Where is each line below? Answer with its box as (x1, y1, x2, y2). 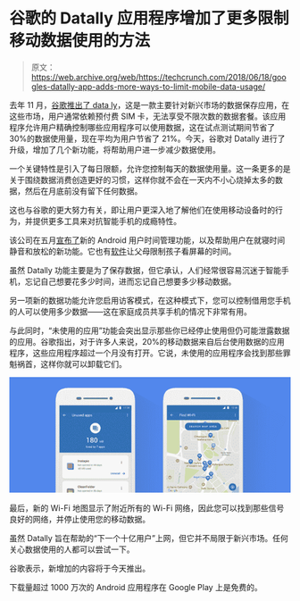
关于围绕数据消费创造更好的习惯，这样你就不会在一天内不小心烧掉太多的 (9, 174, 275, 185)
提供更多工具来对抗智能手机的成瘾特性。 (32, 215, 181, 226)
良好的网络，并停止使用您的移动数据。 (9, 513, 150, 524)
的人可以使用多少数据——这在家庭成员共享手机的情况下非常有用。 (9, 305, 252, 317)
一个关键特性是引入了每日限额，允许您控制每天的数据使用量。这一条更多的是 (9, 163, 291, 174)
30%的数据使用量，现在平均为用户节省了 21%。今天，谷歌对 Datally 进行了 (9, 133, 286, 144)
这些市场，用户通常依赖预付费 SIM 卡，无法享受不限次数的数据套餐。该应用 (9, 111, 287, 121)
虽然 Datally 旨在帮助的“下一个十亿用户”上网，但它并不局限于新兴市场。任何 (9, 532, 288, 543)
